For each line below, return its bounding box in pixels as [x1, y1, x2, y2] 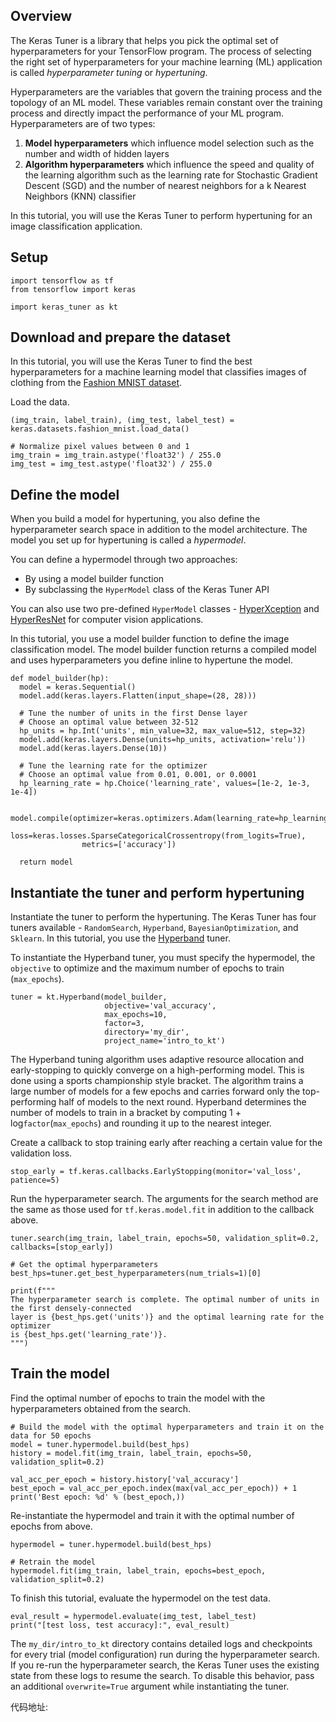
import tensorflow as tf [10, 275, 114, 286]
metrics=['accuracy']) [81, 840, 177, 850]
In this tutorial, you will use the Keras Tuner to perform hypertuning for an [10, 209, 313, 221]
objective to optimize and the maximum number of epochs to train [10, 962, 285, 974]
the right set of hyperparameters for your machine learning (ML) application [10, 55, 323, 68]
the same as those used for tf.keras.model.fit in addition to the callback [10, 1204, 315, 1216]
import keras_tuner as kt [10, 302, 118, 312]
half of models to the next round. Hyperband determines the [58, 1096, 307, 1108]
